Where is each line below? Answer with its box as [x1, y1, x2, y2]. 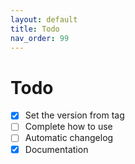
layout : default [10, 14, 78, 25]
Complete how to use [24, 121, 113, 133]
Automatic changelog [24, 132, 114, 144]
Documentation [24, 143, 89, 155]
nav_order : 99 [10, 33, 70, 43]
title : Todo [10, 24, 60, 34]
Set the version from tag [24, 109, 125, 121]
